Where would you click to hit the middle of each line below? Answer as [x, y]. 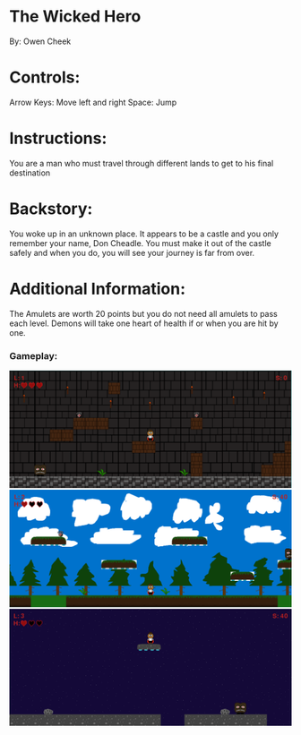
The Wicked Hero [75, 17]
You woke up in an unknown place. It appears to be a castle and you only [144, 234]
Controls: [45, 77]
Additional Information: [98, 289]
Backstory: [51, 209]
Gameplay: [34, 355]
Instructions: [58, 138]
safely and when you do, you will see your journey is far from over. [132, 252]
